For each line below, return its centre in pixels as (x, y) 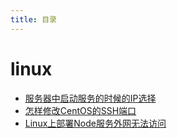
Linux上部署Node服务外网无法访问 (95, 123)
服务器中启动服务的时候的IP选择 (90, 98)
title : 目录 (33, 19)
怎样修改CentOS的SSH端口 (80, 110)
